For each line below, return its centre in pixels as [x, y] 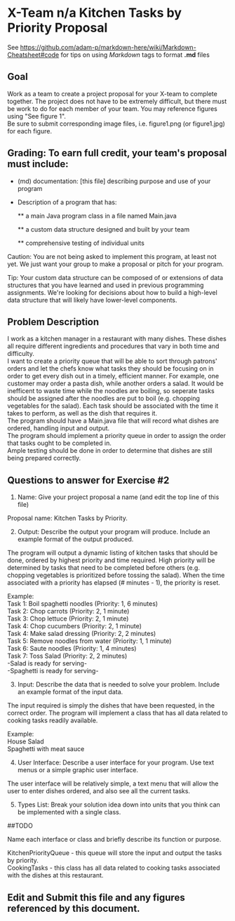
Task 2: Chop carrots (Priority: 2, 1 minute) [68, 611]
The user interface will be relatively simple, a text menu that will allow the [113, 783]
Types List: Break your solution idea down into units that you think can [119, 804]
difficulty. [21, 354]
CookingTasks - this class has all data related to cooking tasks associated [114, 868]
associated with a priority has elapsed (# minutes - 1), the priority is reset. [114, 583]
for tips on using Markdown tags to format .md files [135, 55]
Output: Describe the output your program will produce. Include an [114, 532]
